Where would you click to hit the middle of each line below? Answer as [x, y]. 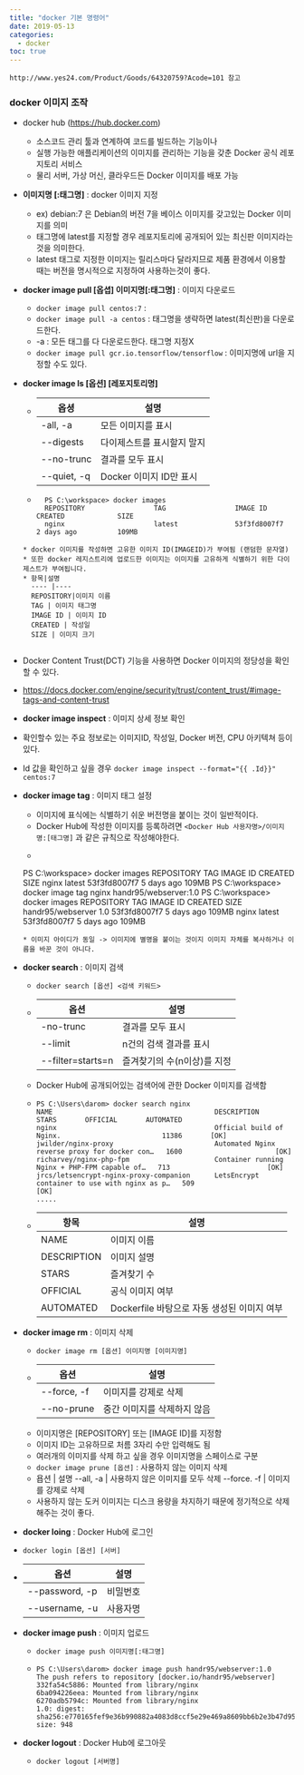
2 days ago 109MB [87, 532]
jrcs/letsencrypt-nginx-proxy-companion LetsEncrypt [147, 1175]
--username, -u [62, 1608]
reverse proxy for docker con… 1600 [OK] [164, 1152]
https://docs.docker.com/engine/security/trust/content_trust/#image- [152, 690]
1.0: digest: [61, 1709]
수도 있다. [70, 365]
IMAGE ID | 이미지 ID [69, 616]
